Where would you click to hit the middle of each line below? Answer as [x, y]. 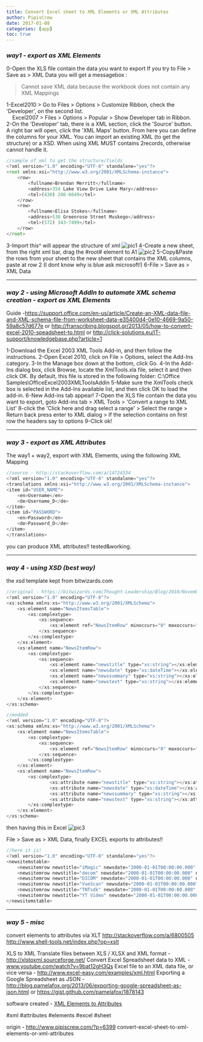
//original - [23, 592]
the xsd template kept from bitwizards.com [60, 581]
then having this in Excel [37, 828]
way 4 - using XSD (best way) [51, 567]
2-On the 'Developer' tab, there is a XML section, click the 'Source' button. [99, 124]
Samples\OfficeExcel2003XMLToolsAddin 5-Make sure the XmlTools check [100, 382]
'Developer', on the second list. [45, 111]
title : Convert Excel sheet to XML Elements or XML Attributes [88, 12]
